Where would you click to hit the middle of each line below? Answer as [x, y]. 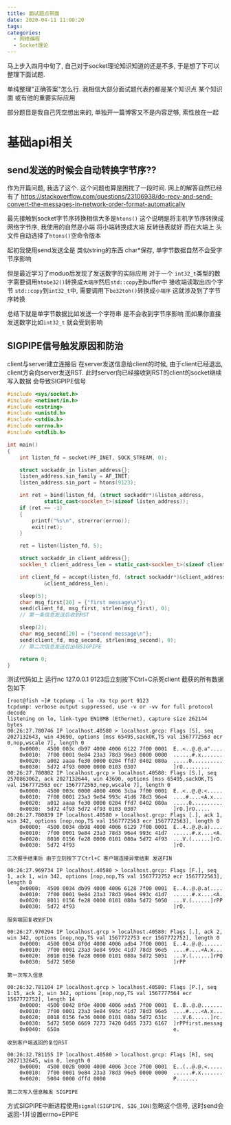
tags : [15, 26]
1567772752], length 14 [41, 1000]
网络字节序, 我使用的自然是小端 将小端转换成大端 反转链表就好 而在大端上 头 [114, 227]
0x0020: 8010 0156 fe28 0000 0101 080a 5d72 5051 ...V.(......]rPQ [121, 956]
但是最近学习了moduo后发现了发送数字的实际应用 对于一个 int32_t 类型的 [111, 273]
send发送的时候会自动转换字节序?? [82, 170]
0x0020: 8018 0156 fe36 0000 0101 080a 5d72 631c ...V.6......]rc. [121, 1018]
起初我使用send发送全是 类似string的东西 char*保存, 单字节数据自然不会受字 [115, 250]
